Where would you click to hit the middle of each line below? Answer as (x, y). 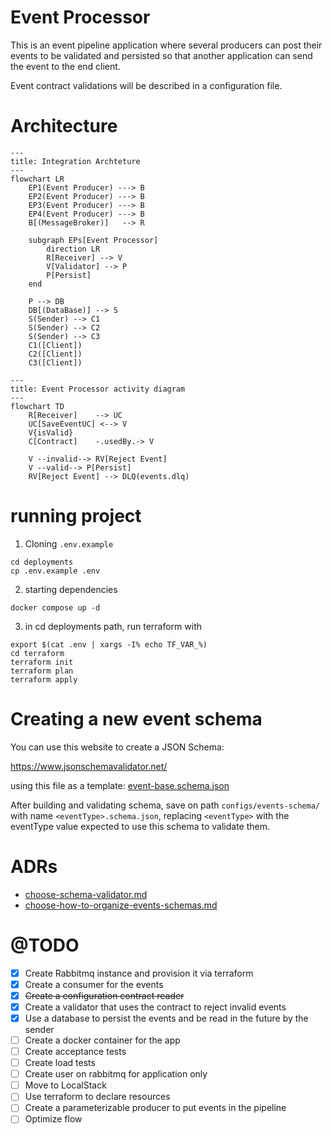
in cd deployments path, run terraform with (113, 626)
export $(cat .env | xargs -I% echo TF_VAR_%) (109, 644)
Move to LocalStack (65, 1085)
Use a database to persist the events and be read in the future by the (166, 1018)
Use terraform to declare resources (97, 1097)
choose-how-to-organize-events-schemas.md (121, 905)
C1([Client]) (55, 345)
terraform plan (42, 671)
